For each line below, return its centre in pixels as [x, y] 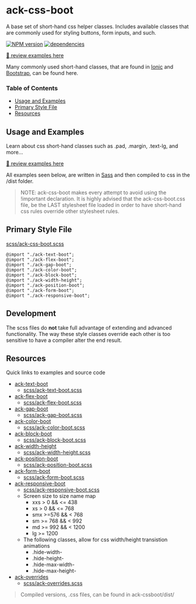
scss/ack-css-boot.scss [35, 243]
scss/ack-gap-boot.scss [53, 415]
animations [37, 546]
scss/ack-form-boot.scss [54, 477]
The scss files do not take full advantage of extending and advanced [89, 328]
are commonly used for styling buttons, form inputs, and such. [81, 32]
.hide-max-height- [54, 571]
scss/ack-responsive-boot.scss [61, 490]
